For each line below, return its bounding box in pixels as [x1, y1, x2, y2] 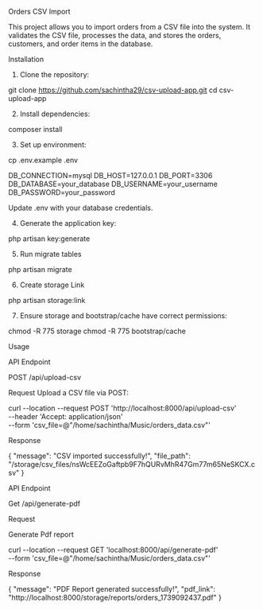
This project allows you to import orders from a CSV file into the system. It [8, 22, 250, 31]
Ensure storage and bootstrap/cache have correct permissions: [19, 311, 228, 321]
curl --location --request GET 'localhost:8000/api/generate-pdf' [8, 545, 219, 554]
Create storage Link [19, 280, 85, 289]
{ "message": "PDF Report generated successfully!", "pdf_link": [8, 585, 216, 593]
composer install [8, 125, 63, 134]
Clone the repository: [19, 70, 90, 79]
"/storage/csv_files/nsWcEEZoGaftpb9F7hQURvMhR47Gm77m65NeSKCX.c [8, 460, 256, 468]
